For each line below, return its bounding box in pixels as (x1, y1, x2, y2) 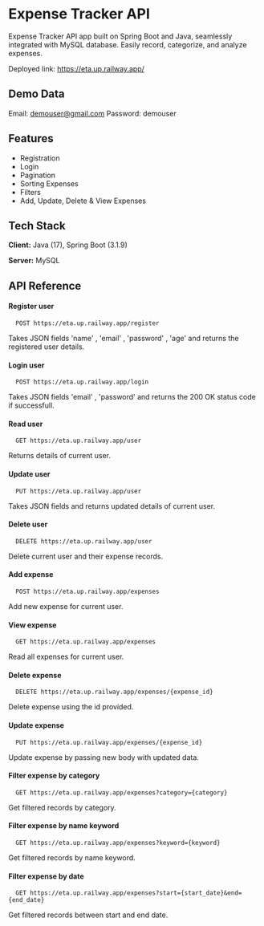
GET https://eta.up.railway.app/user (15, 437, 142, 445)
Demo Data (8, 87, 66, 101)
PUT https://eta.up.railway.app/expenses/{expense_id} (15, 738, 203, 746)
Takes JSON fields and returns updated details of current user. (8, 501, 215, 510)
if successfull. (8, 400, 55, 410)
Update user (8, 469, 51, 478)
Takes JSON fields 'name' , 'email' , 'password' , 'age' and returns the (8, 333, 239, 343)
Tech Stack (8, 218, 66, 233)
